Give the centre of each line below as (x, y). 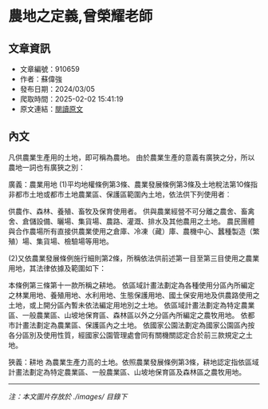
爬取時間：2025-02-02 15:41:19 (71, 99)
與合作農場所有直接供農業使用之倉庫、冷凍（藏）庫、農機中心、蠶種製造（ (130, 231)
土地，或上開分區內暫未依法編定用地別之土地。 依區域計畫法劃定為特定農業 (132, 305)
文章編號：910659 (49, 69)
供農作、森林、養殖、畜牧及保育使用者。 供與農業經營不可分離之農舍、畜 (128, 211)
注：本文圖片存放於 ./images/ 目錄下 (68, 396)
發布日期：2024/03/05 (57, 89)
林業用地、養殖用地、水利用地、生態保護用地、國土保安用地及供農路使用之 (137, 295)
